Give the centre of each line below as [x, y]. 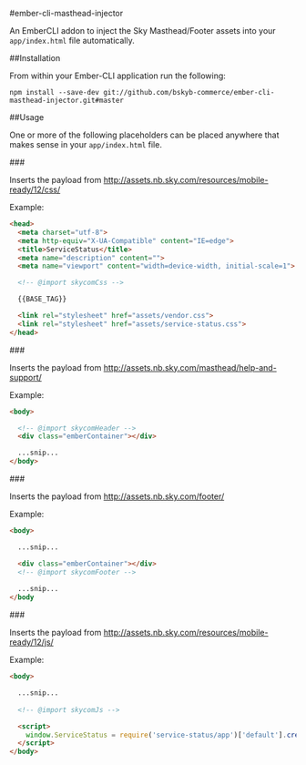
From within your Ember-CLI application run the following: [117, 76]
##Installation [35, 58]
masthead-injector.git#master [67, 100]
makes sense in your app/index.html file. [86, 144]
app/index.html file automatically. [72, 41]
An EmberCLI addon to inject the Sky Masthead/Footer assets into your [143, 31]
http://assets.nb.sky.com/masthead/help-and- [190, 367]
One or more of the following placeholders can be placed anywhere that [144, 135]
